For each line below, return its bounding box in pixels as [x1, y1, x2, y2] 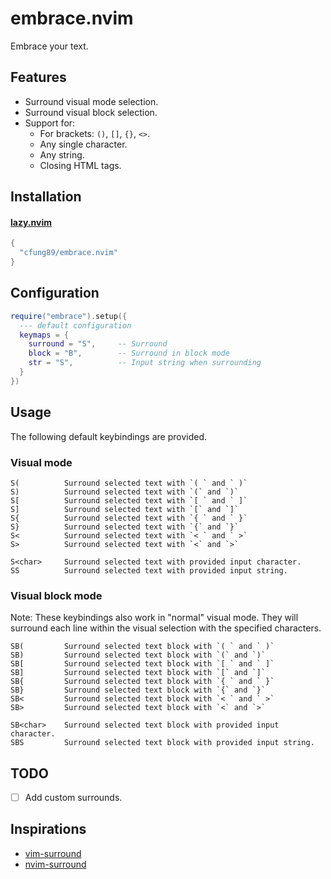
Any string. [39, 148, 85, 161]
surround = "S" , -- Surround [28, 339, 168, 349]
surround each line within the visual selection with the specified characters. [10, 622, 322, 634]
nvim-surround [24, 858, 87, 870]
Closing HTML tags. [39, 159, 122, 171]
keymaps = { [19, 330, 70, 340]
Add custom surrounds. [24, 792, 123, 803]
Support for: [24, 117, 76, 129]
